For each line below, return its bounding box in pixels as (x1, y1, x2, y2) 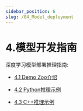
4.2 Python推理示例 (13, 86, 61, 93)
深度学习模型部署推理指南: (5, 61, 69, 68)
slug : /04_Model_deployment (5, 14, 74, 20)
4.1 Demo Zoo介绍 (13, 74, 58, 81)
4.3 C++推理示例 (13, 99, 55, 106)
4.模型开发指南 (5, 41, 77, 54)
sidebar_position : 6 (5, 8, 56, 15)
